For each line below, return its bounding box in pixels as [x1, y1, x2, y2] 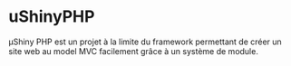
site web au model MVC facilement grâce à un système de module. [8, 45, 259, 56]
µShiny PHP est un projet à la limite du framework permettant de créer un [8, 36, 282, 47]
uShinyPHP [8, 6, 95, 27]
